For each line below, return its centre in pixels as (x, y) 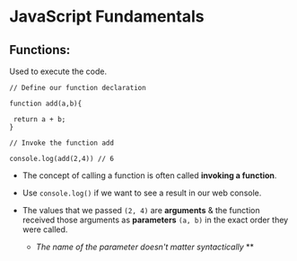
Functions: (40, 50)
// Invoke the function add (62, 143)
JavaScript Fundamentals (107, 17)
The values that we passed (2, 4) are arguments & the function (141, 210)
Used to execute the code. (58, 71)
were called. (45, 229)
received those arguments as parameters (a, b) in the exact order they (155, 220)
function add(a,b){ (46, 103)
